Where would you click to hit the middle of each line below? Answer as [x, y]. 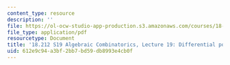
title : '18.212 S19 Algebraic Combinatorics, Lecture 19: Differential [111, 45]
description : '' [30, 20]
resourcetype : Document [41, 39]
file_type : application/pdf [47, 32]
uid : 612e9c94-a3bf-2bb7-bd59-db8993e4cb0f [70, 51]
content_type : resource [41, 13]
